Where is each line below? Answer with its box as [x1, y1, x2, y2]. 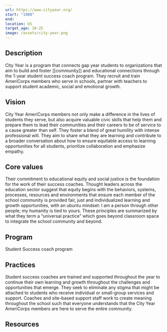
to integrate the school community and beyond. [5, 218, 103, 225]
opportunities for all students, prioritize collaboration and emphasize [5, 143, 146, 149]
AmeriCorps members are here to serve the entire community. [5, 306, 133, 312]
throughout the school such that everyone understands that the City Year [5, 301, 156, 307]
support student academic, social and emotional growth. [5, 83, 121, 89]
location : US [5, 21, 32, 26]
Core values [5, 163, 43, 171]
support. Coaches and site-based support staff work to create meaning [5, 295, 152, 301]
